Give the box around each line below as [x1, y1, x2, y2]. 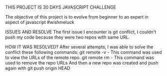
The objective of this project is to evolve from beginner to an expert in [5, 14, 149, 19]
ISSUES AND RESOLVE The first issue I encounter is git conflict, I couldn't [5, 29, 157, 34]
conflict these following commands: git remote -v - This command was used [5, 49, 162, 55]
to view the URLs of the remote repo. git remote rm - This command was [5, 54, 155, 60]
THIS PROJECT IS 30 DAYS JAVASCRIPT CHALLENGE [5, 4, 116, 10]
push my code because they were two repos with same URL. [5, 34, 130, 40]
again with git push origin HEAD [5, 65, 71, 71]
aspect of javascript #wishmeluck [5, 19, 75, 25]
